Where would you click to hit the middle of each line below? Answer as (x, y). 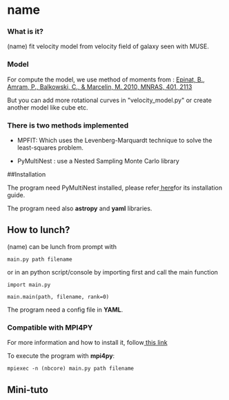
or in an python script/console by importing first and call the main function (113, 272)
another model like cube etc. (48, 107)
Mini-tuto (28, 389)
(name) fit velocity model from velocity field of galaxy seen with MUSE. (108, 46)
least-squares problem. (50, 148)
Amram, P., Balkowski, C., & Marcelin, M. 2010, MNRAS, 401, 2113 (100, 87)
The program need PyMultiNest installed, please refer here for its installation (115, 188)
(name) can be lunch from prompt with (62, 246)
